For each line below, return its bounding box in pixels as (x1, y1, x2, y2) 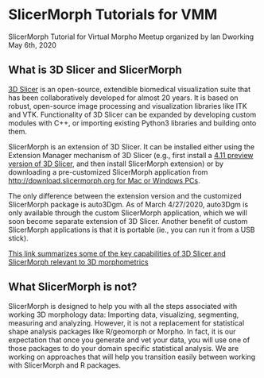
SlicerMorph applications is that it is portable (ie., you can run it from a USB (8, 225, 256, 234)
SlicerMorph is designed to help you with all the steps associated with (8, 301, 237, 310)
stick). (8, 233, 29, 243)
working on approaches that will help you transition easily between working (8, 352, 256, 361)
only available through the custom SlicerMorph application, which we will (8, 208, 248, 218)
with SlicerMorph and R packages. (8, 360, 122, 370)
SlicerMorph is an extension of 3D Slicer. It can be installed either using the (8, 141, 255, 152)
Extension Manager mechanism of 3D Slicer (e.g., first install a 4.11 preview (8, 150, 254, 160)
